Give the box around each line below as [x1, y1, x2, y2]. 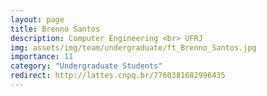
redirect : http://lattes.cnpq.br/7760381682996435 [10, 71, 226, 81]
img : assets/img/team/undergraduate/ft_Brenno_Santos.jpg [10, 42, 257, 53]
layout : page [10, 14, 65, 25]
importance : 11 [10, 52, 74, 62]
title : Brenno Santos [10, 24, 101, 34]
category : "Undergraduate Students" [10, 61, 163, 71]
